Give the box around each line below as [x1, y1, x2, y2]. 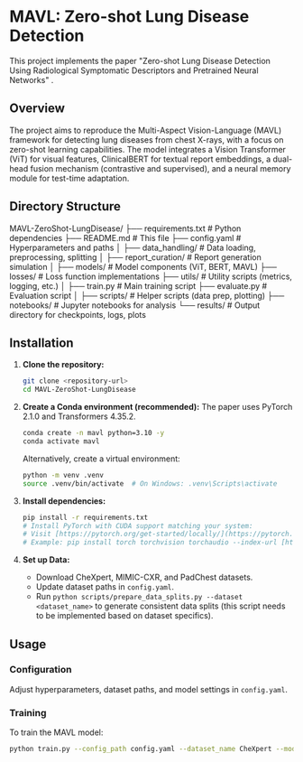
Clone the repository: [22, 359, 105, 370]
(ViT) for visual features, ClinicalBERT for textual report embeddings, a [9, 153, 271, 164]
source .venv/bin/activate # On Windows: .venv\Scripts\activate [22, 479, 278, 488]
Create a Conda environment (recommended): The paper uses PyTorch [22, 402, 293, 413]
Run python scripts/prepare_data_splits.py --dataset [35, 591, 243, 602]
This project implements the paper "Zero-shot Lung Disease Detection [9, 55, 271, 66]
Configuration [9, 664, 72, 676]
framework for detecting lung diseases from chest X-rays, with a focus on [9, 134, 284, 145]
